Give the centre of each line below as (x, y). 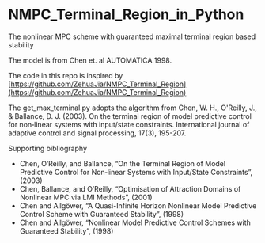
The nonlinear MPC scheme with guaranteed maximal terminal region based (132, 36)
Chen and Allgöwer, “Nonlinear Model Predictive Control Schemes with (135, 222)
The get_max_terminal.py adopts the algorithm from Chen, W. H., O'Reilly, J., (132, 108)
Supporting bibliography (47, 148)
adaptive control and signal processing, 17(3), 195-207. (97, 133)
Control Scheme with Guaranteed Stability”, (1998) (102, 214)
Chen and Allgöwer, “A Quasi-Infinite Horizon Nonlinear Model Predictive (138, 205)
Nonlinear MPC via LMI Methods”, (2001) (86, 197)
